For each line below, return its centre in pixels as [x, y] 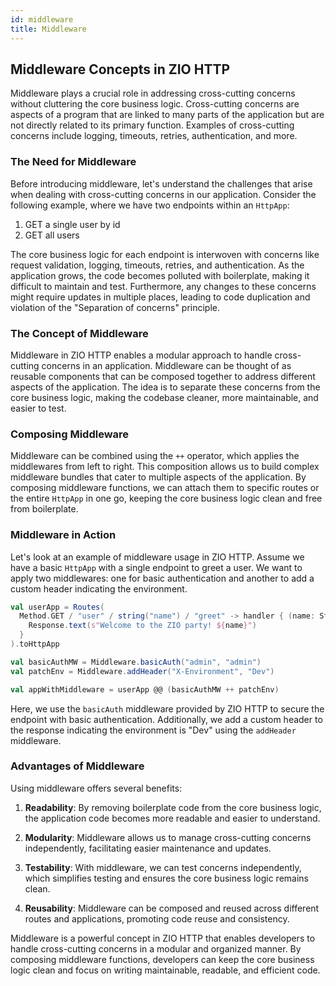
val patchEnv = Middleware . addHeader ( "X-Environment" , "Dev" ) [142, 671]
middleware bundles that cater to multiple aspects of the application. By [158, 477]
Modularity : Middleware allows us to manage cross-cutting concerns [168, 837]
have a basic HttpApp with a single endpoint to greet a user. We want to [156, 567]
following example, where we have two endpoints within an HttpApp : [150, 205]
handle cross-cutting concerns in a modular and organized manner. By [156, 948]
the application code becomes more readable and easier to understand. [172, 818]
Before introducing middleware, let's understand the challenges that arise [161, 183]
